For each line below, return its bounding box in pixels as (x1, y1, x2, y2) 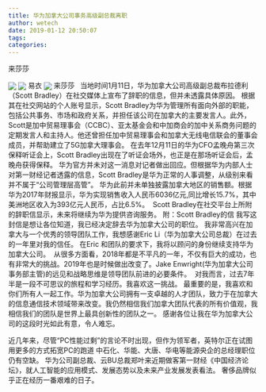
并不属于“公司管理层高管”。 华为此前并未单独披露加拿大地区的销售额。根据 (8, 180, 253, 190)
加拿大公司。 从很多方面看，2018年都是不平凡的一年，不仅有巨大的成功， (8, 249, 250, 259)
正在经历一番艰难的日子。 (14, 375, 99, 385)
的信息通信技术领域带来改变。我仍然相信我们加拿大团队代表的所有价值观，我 (8, 299, 258, 309)
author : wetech (8, 19, 59, 27)
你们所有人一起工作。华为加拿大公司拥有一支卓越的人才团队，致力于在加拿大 (8, 289, 258, 298)
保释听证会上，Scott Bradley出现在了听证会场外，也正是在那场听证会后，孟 (8, 150, 253, 159)
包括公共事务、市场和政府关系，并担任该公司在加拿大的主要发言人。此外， (8, 110, 251, 120)
